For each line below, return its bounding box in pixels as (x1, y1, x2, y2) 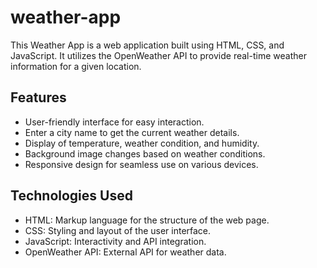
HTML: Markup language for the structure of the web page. (24, 214, 270, 226)
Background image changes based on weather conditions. (24, 147, 266, 160)
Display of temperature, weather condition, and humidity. (24, 137, 260, 149)
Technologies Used (10, 187, 133, 205)
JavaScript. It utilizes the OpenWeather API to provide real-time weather (10, 49, 307, 61)
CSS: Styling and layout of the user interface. (24, 224, 212, 236)
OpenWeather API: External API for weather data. (24, 246, 227, 258)
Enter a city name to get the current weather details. (24, 126, 240, 138)
